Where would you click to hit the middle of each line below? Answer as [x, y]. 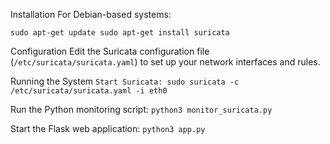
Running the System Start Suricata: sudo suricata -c [125, 81]
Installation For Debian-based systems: [91, 14]
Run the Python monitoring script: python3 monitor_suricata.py [141, 109]
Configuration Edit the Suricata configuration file [110, 51]
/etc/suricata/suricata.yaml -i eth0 [89, 91]
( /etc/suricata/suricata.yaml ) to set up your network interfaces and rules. [165, 62]
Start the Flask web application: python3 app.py [108, 128]
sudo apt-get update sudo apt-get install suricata [120, 33]
